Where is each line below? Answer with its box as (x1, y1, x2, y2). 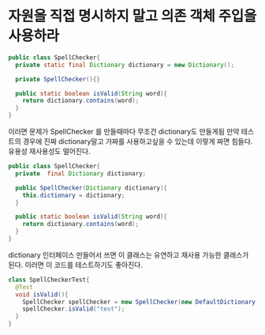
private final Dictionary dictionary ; (15, 169, 147, 178)
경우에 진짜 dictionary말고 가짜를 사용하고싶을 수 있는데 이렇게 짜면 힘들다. (22, 137, 253, 146)
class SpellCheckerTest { (8, 276, 90, 284)
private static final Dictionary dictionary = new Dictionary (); (15, 61, 235, 69)
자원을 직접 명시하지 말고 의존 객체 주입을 (8, 7, 257, 25)
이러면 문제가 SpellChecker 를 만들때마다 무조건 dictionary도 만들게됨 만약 (8, 127, 240, 137)
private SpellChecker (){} (15, 75, 101, 83)
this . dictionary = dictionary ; (22, 191, 125, 199)
